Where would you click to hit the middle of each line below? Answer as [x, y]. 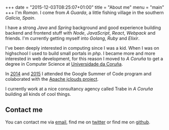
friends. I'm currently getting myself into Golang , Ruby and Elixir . [72, 38]
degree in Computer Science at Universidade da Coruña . [64, 64]
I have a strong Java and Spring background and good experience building [83, 28]
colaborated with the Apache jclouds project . [52, 79]
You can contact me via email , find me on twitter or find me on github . [78, 122]
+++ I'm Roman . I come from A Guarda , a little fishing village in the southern [84, 13]
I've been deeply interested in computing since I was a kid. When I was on [82, 48]
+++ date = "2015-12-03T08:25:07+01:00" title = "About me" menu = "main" [85, 7]
